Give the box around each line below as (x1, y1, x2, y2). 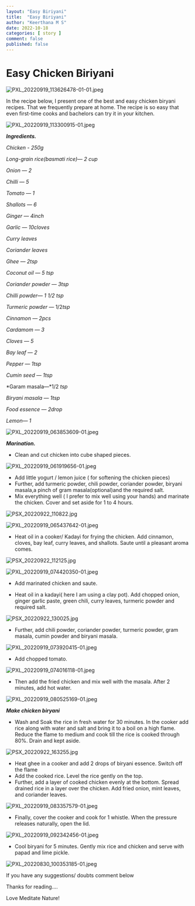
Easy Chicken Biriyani (6, 67, 114, 80)
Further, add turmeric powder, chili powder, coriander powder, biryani (14, 480, 183, 487)
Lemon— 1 (6, 417, 32, 424)
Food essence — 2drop (6, 406, 63, 413)
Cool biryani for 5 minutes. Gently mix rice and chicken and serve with (14, 843, 184, 850)
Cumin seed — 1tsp (6, 371, 53, 379)
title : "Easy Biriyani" (6, 14, 67, 20)
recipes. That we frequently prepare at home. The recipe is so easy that (6, 103, 179, 110)
